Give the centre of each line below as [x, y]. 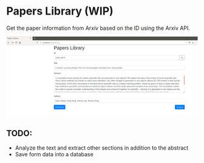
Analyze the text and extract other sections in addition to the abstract [102, 148]
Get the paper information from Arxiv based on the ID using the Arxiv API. [98, 28]
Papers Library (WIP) [60, 11]
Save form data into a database [54, 154]
